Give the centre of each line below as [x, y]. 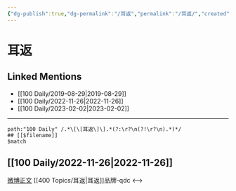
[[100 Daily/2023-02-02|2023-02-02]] [73, 108]
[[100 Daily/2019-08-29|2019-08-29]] [72, 93]
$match [17, 141]
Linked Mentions [45, 77]
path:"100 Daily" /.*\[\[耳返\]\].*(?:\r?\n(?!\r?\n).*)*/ [94, 129]
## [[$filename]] [33, 135]
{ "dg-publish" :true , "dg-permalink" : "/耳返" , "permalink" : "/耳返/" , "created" [118, 14]
